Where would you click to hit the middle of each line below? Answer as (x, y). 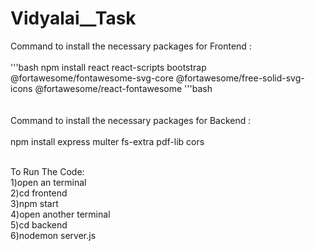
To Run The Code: (47, 171)
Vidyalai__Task (73, 18)
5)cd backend (39, 224)
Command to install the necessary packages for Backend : (131, 120)
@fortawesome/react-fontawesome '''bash (123, 88)
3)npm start (34, 203)
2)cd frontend (39, 193)
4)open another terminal (60, 214)
